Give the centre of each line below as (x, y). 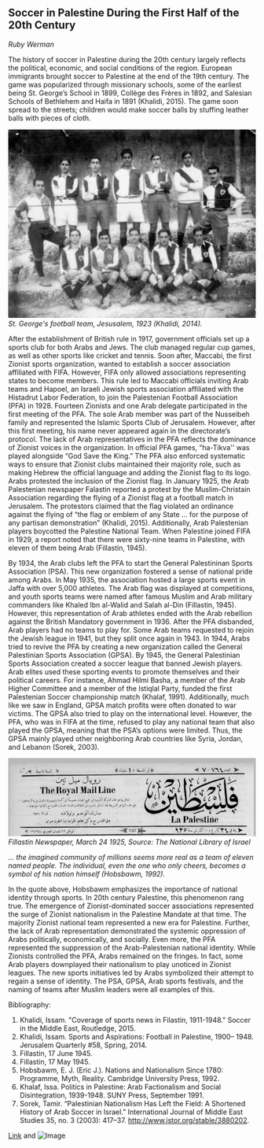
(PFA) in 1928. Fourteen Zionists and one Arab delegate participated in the (128, 406)
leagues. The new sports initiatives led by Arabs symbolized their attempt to (131, 973)
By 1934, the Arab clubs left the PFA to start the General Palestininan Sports (130, 563)
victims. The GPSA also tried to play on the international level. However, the (130, 714)
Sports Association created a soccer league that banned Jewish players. (126, 663)
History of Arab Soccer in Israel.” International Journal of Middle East (131, 1112)
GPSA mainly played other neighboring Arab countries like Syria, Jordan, (126, 739)
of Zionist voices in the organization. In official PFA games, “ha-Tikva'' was (129, 448)
